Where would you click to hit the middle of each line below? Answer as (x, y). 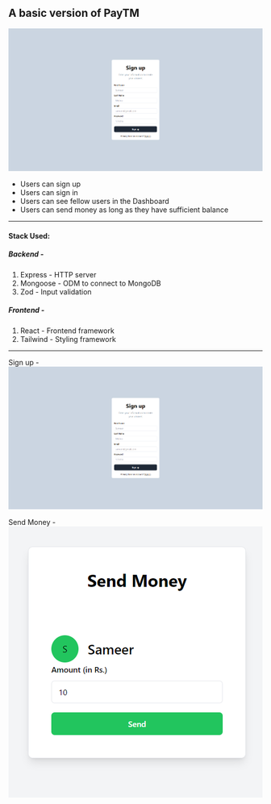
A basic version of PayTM (74, 13)
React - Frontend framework (67, 331)
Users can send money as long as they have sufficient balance (124, 210)
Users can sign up (50, 184)
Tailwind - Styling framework (68, 339)
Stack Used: (29, 235)
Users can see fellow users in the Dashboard (94, 202)
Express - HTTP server (58, 274)
